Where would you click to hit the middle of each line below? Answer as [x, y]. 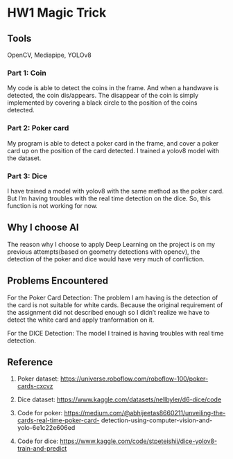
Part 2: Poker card [38, 128]
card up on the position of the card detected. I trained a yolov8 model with [113, 150]
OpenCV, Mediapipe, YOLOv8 [50, 55]
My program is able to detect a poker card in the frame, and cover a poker [113, 143]
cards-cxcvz [35, 386]
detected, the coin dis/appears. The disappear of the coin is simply [103, 96]
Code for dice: [38, 441]
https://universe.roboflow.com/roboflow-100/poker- [134, 379]
